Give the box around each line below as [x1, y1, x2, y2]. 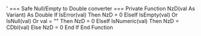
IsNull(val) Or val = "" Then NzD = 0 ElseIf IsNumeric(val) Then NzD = [6, 18, 179, 24]
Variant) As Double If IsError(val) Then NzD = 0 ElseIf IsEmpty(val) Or [6, 11, 178, 18]
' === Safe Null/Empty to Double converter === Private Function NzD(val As [6, 5, 196, 12]
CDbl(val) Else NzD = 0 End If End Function [6, 24, 113, 31]
